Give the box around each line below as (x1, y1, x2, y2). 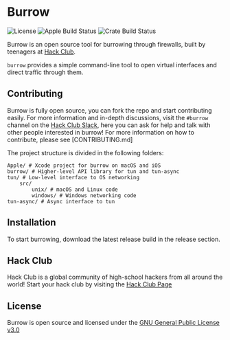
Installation (7, 217, 56, 229)
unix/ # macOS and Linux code (32, 186, 118, 193)
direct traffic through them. (7, 68, 84, 76)
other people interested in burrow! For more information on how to (7, 128, 194, 136)
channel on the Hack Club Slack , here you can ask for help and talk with (7, 121, 211, 129)
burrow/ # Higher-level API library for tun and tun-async (7, 168, 180, 175)
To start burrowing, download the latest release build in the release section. (7, 235, 221, 243)
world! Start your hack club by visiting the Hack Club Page (7, 280, 172, 288)
